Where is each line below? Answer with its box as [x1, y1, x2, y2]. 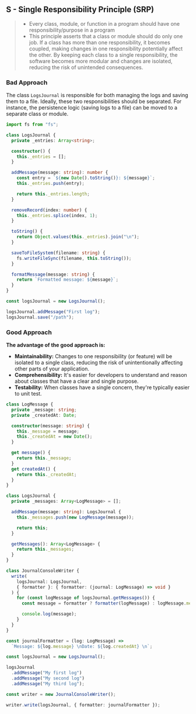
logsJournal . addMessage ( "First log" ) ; [6, 308, 100, 315]
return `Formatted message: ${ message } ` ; [16, 277, 118, 283]
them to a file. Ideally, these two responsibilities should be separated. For [6, 98, 182, 105]
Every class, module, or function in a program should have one [29, 20, 180, 27]
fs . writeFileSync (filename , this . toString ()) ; [16, 255, 132, 261]
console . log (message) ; [21, 611, 77, 617]
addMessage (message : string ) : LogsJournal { [11, 509, 121, 515]
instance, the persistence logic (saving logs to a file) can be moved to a [6, 104, 178, 111]
